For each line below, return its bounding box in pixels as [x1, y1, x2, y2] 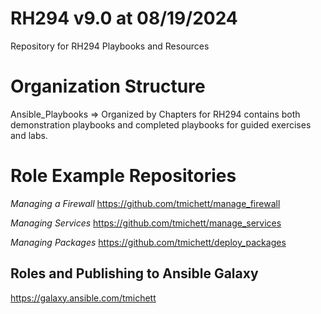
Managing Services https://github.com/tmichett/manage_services [10, 217, 282, 229]
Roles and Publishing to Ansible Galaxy [10, 265, 259, 282]
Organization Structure [10, 75, 206, 98]
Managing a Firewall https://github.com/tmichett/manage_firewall [10, 197, 281, 209]
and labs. [10, 129, 48, 141]
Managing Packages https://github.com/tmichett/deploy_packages [10, 236, 287, 248]
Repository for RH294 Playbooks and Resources [10, 40, 210, 52]
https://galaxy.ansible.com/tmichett [10, 292, 157, 304]
